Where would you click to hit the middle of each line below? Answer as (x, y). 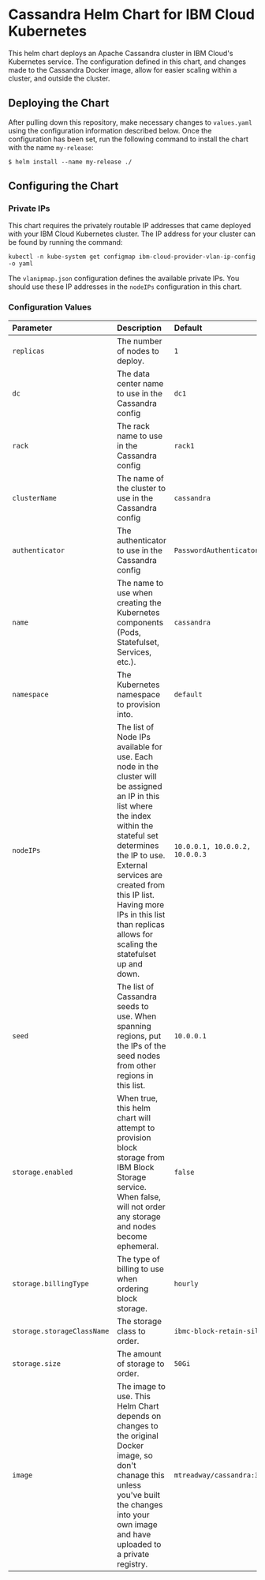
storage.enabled (43, 1172)
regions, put (139, 1036)
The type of (138, 1259)
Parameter (32, 328)
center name (140, 383)
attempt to (136, 1128)
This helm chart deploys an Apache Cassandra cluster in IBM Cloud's (121, 53)
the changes (140, 1504)
